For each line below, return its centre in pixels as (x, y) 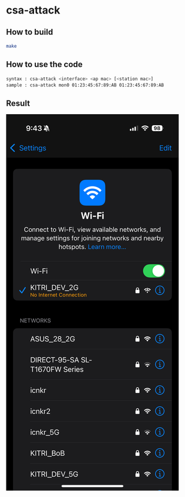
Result (18, 103)
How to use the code (45, 64)
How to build (30, 32)
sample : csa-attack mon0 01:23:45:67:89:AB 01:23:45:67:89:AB (85, 85)
